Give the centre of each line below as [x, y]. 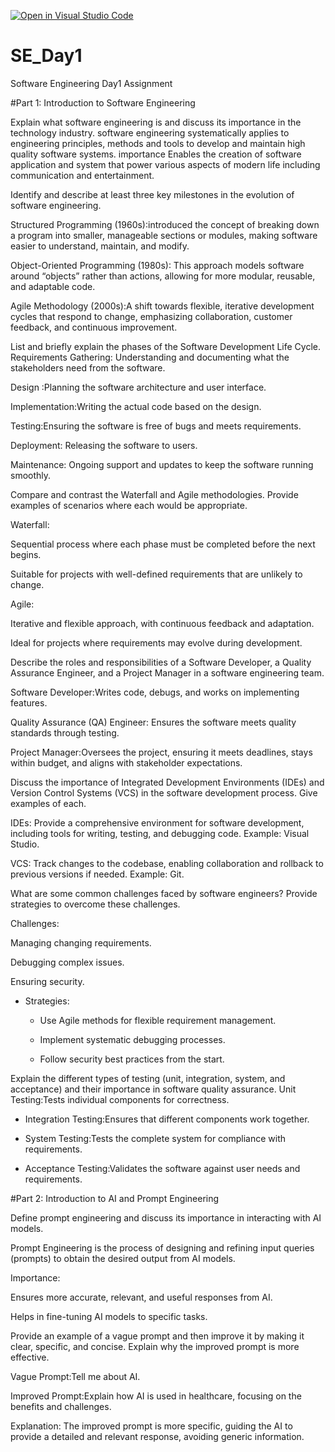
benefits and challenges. [61, 1406]
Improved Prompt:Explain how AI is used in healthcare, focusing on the [156, 1396]
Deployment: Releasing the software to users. [104, 445]
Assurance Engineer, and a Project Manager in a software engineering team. [167, 672]
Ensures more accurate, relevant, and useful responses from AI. [141, 1297]
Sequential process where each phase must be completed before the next [163, 544]
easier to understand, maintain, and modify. [100, 246]
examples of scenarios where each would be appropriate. [129, 505]
